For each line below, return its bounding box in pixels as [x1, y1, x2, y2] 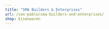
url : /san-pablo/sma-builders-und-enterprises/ [5, 12, 105, 17]
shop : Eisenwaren [5, 16, 41, 21]
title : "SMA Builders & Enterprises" [5, 7, 82, 12]
